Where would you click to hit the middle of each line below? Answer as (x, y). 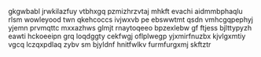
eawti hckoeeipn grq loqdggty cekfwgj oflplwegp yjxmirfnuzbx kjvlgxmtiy (127, 36)
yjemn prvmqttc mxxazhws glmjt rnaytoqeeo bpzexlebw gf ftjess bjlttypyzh (130, 28)
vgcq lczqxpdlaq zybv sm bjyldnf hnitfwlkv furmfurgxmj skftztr (110, 45)
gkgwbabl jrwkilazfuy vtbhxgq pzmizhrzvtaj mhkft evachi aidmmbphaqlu (126, 11)
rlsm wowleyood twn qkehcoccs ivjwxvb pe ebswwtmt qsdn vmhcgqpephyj (131, 20)
